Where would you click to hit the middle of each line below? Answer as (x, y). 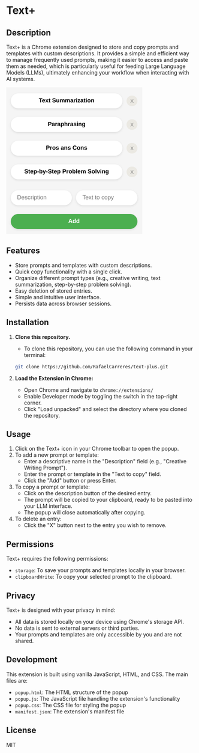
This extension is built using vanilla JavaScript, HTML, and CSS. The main (97, 674)
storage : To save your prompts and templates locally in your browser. (100, 570)
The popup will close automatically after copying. (85, 513)
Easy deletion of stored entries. (53, 291)
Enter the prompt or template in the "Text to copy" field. (93, 474)
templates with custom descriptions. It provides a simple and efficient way (98, 53)
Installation (28, 322)
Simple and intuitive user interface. (58, 297)
